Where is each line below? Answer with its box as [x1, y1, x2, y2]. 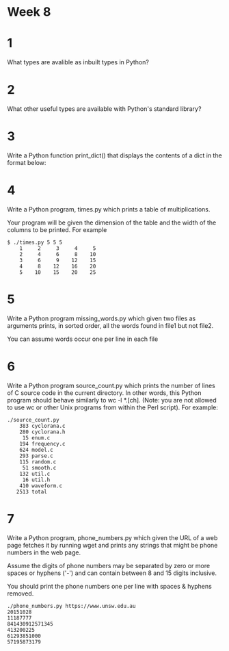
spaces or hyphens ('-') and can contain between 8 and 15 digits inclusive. [7, 569, 217, 577]
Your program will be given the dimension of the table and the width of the [7, 218, 217, 227]
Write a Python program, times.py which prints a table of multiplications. [7, 205, 211, 213]
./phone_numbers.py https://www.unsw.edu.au [7, 602, 136, 609]
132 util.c [19, 470, 51, 477]
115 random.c [19, 458, 57, 465]
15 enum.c [22, 434, 51, 442]
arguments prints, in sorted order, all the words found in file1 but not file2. [7, 321, 214, 329]
